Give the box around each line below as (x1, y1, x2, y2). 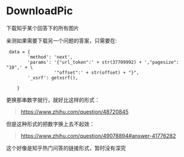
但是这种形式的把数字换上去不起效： (6, 120, 95, 127)
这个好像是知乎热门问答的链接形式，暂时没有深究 (6, 144, 126, 152)
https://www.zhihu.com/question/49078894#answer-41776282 (20, 132, 176, 139)
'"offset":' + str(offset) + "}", (53, 69, 139, 75)
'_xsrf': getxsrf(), (27, 75, 78, 81)
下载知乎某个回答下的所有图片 (6, 24, 79, 31)
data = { (8, 49, 31, 55)
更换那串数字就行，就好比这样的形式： (6, 96, 100, 103)
